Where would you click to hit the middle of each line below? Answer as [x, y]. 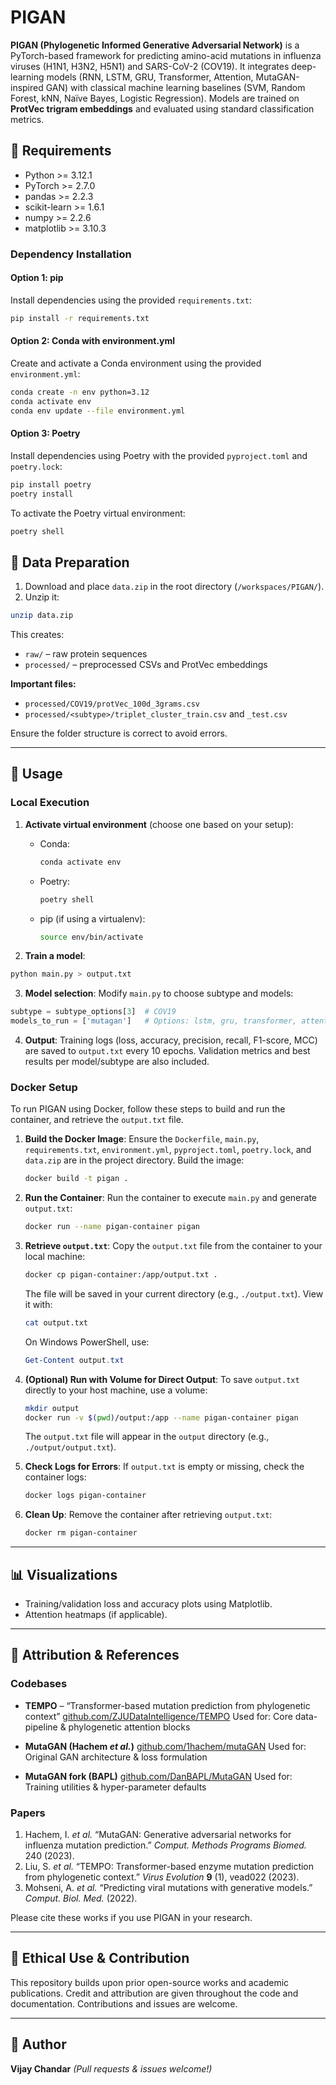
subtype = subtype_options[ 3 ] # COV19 [93, 1012]
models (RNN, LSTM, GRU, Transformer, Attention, [150, 77]
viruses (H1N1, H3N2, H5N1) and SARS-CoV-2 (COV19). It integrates [150, 66]
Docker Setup [44, 1087]
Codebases [39, 1684]
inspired [27, 87]
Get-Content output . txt [74, 1360]
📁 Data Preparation [70, 562]
